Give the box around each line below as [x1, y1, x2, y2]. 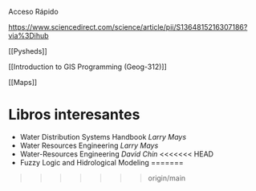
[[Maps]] [8, 78, 38, 87]
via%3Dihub [8, 31, 50, 40]
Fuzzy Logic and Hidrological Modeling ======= [19, 157, 185, 167]
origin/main [148, 173, 186, 183]
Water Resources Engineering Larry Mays [19, 140, 159, 150]
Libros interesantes [8, 106, 140, 124]
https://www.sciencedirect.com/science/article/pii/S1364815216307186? [8, 22, 248, 31]
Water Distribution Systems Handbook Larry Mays [19, 132, 187, 141]
